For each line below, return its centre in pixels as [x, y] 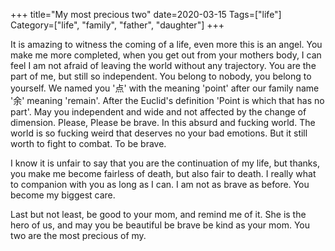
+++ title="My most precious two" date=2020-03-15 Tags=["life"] [146, 14]
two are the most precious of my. [78, 235]
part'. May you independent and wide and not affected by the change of [158, 112]
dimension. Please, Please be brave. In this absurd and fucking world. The [163, 122]
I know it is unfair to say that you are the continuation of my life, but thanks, [165, 163]
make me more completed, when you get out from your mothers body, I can [166, 55]
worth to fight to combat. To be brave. [88, 143]
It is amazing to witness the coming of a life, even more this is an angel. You [166, 44]
